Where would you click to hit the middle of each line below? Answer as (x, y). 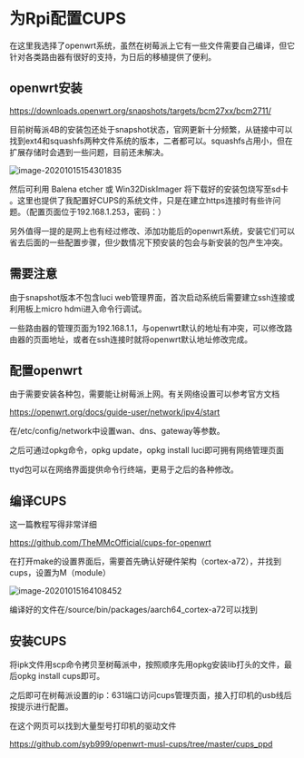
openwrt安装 (46, 89)
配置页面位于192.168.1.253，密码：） (97, 212)
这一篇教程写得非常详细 (53, 525)
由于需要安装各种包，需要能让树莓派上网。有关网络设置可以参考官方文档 (144, 394)
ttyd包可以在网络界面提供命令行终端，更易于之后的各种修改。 (124, 469)
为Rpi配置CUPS (68, 19)
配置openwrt (46, 370)
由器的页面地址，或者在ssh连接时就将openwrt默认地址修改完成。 (131, 339)
